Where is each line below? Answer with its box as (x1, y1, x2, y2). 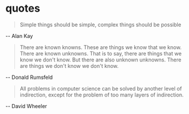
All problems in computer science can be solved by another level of (19, 85, 182, 92)
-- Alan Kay (5, 32, 33, 39)
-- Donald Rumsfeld (5, 74, 53, 81)
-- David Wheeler (5, 102, 47, 109)
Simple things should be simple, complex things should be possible (19, 21, 181, 28)
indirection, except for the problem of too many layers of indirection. (19, 91, 184, 98)
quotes (5, 2, 40, 15)
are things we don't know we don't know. (19, 62, 119, 69)
